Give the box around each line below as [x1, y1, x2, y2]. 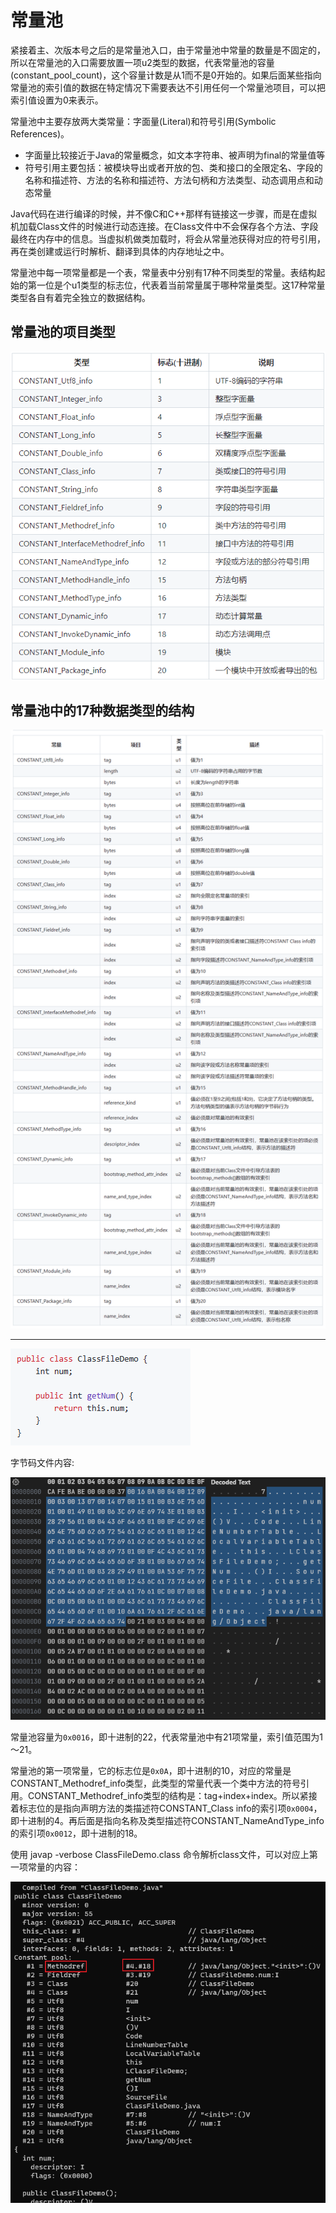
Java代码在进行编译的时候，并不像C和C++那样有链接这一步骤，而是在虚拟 [10, 207, 318, 220]
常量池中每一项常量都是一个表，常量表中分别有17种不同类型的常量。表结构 [10, 266, 317, 278]
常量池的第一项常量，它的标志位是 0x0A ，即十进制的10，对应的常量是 [10, 1764, 292, 1776]
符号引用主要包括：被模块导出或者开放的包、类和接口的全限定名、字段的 [24, 161, 323, 173]
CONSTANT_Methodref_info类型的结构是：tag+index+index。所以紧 [27, 1789, 309, 1801]
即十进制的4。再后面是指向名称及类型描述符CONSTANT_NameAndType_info [10, 1814, 325, 1826]
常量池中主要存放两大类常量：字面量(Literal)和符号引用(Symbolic [10, 115, 277, 127]
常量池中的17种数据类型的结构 [10, 702, 195, 720]
